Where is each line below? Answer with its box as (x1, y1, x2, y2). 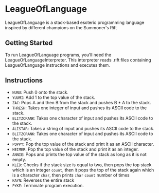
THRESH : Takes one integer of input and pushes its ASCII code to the (12, 105, 147, 111)
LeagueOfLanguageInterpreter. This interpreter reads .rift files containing (5, 57, 152, 63)
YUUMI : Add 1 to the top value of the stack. (12, 94, 96, 100)
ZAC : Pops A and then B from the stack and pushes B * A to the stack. (12, 99, 151, 105)
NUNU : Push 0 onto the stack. (12, 89, 69, 95)
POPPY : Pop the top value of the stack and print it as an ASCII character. (12, 141, 154, 147)
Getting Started (5, 39, 53, 47)
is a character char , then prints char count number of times (12, 172, 130, 178)
